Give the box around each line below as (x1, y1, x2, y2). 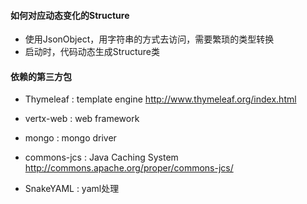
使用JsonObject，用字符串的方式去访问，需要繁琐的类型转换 (24, 33, 275, 45)
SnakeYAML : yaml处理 (24, 183, 120, 195)
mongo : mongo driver (24, 132, 117, 144)
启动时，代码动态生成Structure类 (24, 46, 160, 58)
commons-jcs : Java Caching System (24, 151, 179, 164)
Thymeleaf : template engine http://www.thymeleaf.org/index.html (24, 93, 297, 105)
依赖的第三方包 (10, 70, 72, 82)
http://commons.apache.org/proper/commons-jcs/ (24, 162, 234, 174)
